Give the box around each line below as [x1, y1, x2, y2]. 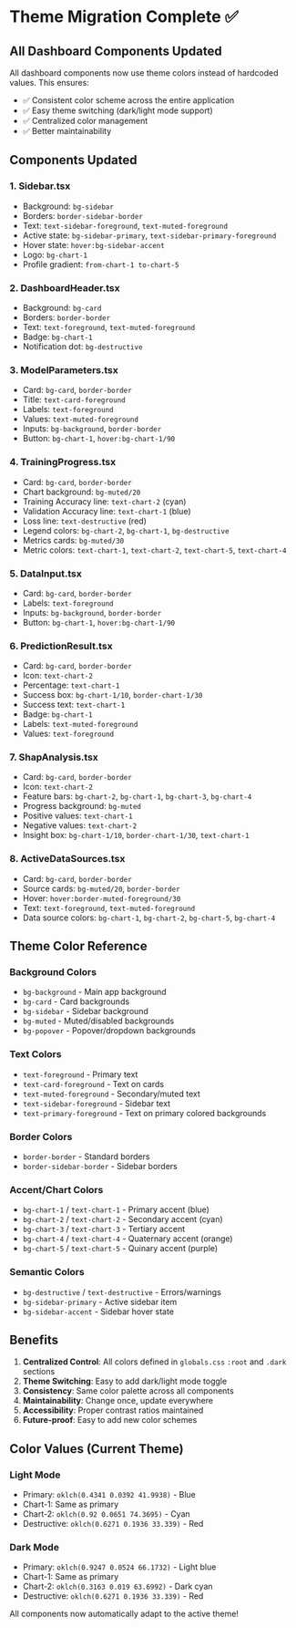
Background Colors [9, 966, 97, 979]
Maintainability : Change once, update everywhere [22, 1395, 214, 1406]
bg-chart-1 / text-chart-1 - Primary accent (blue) [22, 1204, 209, 1215]
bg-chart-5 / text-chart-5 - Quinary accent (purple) [22, 1243, 219, 1254]
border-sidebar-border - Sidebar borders [22, 1161, 178, 1172]
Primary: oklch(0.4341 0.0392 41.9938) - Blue [22, 1489, 196, 1500]
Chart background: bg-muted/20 [22, 486, 141, 497]
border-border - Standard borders [22, 1151, 150, 1162]
